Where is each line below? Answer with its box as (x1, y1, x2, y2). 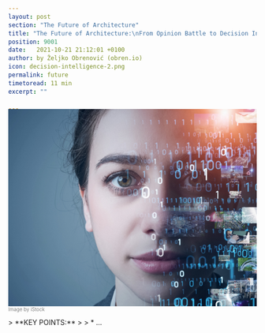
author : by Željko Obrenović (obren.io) (8, 54, 144, 62)
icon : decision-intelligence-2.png (8, 63, 125, 71)
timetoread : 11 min (8, 79, 73, 87)
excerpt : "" (8, 88, 47, 95)
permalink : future (8, 71, 69, 79)
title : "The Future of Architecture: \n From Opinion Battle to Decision (8, 29, 248, 37)
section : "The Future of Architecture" (8, 21, 140, 29)
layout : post (8, 13, 51, 21)
